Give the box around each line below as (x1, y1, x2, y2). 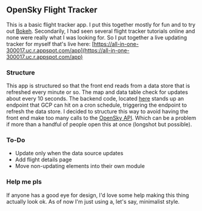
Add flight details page (15, 156, 72, 163)
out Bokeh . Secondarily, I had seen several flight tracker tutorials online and (6, 27, 195, 35)
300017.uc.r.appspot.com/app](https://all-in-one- (6, 47, 130, 54)
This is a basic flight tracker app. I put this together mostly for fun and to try (6, 21, 196, 28)
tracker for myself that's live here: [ (6, 40, 94, 47)
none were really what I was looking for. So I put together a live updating (6, 33, 187, 41)
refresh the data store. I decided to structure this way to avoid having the (6, 108, 189, 115)
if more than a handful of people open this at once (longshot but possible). (6, 121, 192, 128)
